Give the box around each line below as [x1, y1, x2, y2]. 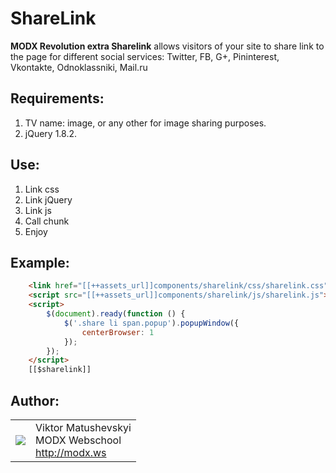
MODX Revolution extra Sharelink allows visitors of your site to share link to [10, 40, 325, 52]
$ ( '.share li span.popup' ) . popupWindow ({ [63, 318, 240, 328]
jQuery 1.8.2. [24, 127, 77, 139]
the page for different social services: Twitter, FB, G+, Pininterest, [10, 50, 280, 62]
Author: [10, 392, 60, 409]
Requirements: [10, 90, 105, 107]
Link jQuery [24, 193, 73, 206]
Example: [10, 254, 70, 271]
